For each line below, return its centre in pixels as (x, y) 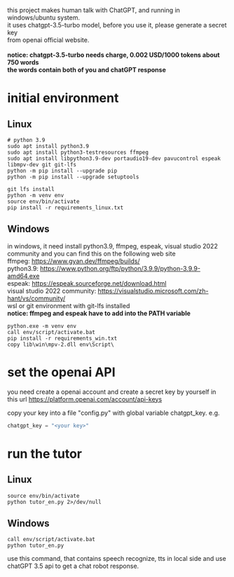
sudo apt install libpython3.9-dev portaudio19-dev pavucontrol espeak (114, 159)
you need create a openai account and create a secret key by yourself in (112, 392)
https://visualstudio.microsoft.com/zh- (153, 291)
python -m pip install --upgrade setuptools (73, 177)
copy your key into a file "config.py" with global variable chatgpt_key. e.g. (113, 413)
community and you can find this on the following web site (92, 253)
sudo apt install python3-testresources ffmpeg (78, 152)
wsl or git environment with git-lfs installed (69, 305)
